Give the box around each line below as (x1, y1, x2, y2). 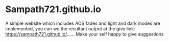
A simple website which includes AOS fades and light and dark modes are (5, 20, 161, 26)
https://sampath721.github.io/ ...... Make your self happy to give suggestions (5, 31, 164, 37)
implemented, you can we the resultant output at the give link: (5, 25, 135, 31)
